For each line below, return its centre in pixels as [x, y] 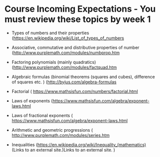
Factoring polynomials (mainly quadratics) [54, 62]
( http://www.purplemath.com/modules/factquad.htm [64, 67]
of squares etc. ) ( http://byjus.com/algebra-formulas [64, 82]
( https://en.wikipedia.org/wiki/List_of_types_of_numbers [68, 38]
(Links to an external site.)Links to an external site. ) [63, 150]
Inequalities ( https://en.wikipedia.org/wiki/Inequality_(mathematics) [79, 144]
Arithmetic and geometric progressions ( [52, 130]
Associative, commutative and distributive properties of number [75, 47]
